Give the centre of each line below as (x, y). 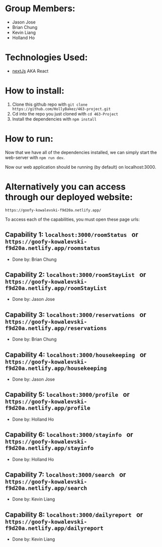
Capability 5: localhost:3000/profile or (67, 395)
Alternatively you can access (65, 187)
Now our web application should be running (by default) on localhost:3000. (81, 167)
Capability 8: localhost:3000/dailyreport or (74, 514)
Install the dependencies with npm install (54, 119)
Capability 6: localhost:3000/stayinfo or (69, 435)
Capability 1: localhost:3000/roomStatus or (72, 235)
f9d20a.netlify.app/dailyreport (54, 528)
